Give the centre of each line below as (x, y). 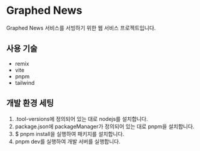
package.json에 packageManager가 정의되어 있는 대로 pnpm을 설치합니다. (105, 126)
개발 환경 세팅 (30, 103)
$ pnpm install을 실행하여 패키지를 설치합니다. (70, 134)
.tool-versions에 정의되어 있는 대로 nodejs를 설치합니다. (81, 119)
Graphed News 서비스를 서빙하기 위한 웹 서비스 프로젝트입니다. (81, 28)
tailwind (25, 82)
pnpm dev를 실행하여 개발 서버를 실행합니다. (67, 141)
